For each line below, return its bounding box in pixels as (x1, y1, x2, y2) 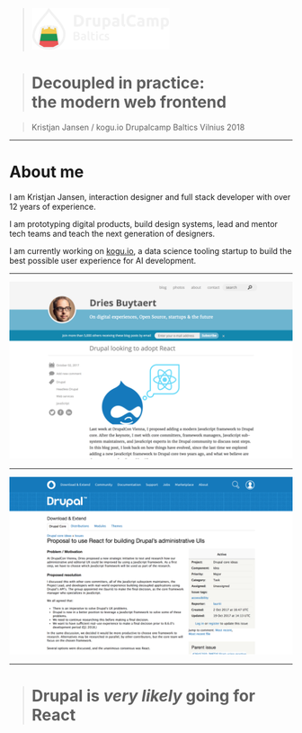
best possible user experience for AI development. (9, 255, 197, 266)
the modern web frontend (31, 92, 227, 113)
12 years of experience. (9, 201, 96, 212)
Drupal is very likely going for (31, 686, 256, 706)
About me (9, 162, 84, 183)
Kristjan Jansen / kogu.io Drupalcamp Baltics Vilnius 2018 (31, 122, 245, 132)
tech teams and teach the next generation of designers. (9, 228, 216, 239)
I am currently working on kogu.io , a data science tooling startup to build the (9, 245, 292, 256)
